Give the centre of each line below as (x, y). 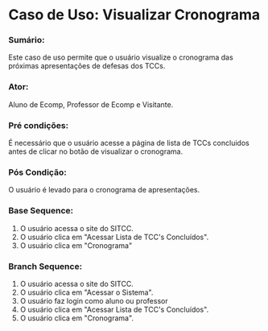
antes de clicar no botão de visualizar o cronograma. (96, 151)
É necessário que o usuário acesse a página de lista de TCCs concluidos (129, 143)
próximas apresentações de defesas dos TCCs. (87, 66)
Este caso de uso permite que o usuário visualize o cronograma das (121, 57)
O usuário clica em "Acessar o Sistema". (87, 292)
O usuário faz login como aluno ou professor (94, 300)
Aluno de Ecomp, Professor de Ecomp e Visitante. (91, 104)
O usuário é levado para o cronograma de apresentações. (104, 190)
